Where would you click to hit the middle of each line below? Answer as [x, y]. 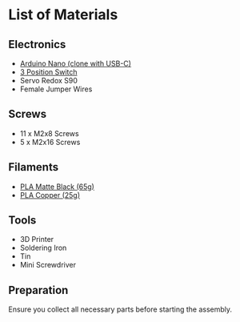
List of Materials [63, 15]
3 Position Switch [48, 72]
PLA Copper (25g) [50, 195]
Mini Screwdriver [48, 265]
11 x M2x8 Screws [49, 133]
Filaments [33, 167]
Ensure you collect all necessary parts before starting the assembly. [120, 309]
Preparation [38, 290]
